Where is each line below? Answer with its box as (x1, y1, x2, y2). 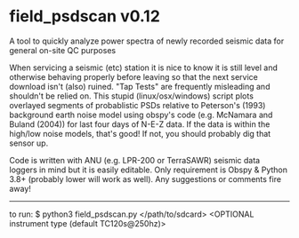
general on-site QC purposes (9, 44, 117, 55)
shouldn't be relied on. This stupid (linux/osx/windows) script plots (9, 91, 254, 101)
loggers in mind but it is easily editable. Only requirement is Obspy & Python (9, 164, 287, 175)
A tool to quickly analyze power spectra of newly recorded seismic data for (9, 36, 285, 46)
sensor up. (9, 138, 49, 148)
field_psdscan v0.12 (9, 6, 160, 27)
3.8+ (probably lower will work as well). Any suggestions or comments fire (9, 173, 282, 184)
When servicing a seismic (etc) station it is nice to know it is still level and (9, 62, 278, 73)
